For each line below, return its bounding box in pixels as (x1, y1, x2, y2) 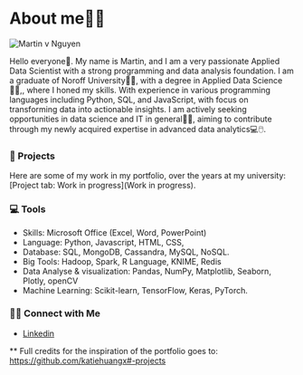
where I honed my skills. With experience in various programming (26, 84, 271, 95)
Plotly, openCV (22, 275, 79, 286)
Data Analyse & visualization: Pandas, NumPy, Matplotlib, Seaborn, (22, 265, 271, 276)
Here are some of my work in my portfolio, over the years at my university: (9, 170, 287, 181)
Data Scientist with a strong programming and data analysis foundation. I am (9, 65, 294, 76)
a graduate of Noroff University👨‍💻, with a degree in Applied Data (9, 74, 251, 85)
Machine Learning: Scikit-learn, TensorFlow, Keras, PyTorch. (22, 284, 249, 295)
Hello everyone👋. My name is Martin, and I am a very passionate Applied (9, 55, 280, 66)
